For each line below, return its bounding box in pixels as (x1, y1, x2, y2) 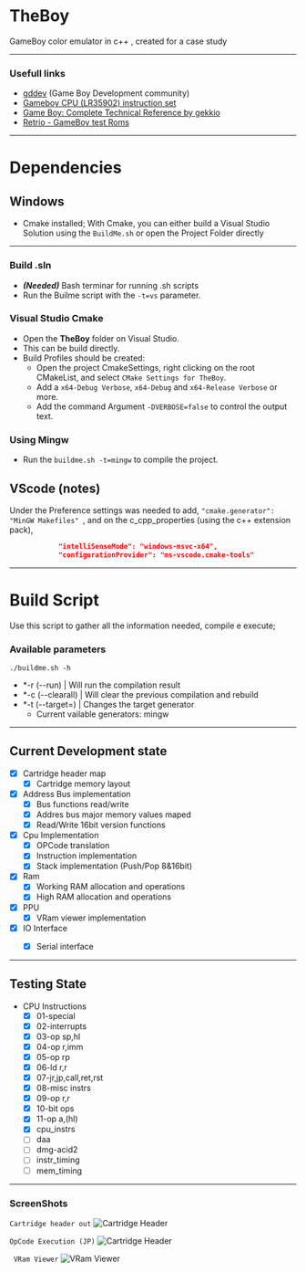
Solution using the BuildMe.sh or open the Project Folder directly (22, 227, 264, 238)
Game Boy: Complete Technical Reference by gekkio (22, 107, 220, 119)
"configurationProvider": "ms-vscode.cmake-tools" (57, 550, 255, 560)
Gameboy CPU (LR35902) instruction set (22, 98, 177, 109)
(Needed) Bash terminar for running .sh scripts (22, 279, 199, 290)
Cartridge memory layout (36, 778, 131, 789)
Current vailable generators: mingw (36, 709, 169, 720)
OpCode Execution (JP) (9, 1236, 96, 1246)
